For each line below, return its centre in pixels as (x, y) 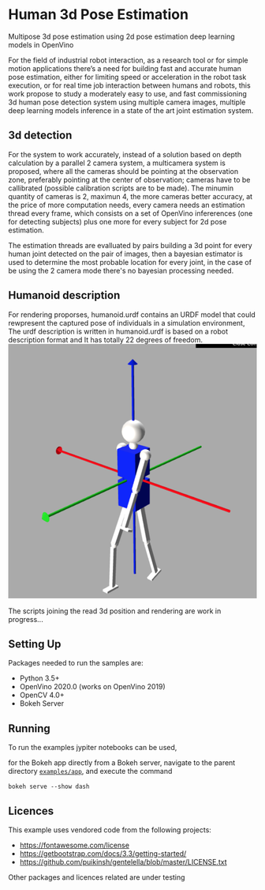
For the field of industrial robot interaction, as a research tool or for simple (128, 60)
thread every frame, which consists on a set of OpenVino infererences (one (131, 213)
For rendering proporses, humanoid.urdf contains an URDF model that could (132, 315)
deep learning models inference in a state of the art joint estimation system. (131, 110)
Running (30, 728)
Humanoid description (64, 295)
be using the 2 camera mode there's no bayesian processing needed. (121, 270)
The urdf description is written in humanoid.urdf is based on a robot (118, 331)
